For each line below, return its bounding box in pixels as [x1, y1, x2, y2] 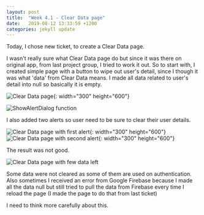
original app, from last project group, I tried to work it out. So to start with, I [6, 61, 195, 69]
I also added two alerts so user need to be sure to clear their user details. [6, 116, 191, 124]
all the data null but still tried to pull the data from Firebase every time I [6, 183, 185, 190]
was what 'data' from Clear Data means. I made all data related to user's [6, 74, 189, 81]
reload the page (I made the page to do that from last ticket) [6, 190, 157, 197]
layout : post [6, 9, 40, 15]
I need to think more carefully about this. [6, 202, 109, 209]
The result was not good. [6, 146, 70, 154]
